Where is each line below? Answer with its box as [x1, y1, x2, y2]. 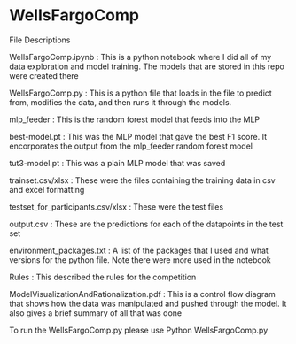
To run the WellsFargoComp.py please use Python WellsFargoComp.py [9, 325, 269, 335]
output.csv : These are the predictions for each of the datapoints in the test [9, 218, 284, 229]
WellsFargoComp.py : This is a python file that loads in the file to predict [9, 88, 272, 98]
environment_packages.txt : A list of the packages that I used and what [9, 245, 269, 256]
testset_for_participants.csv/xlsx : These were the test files [9, 201, 224, 212]
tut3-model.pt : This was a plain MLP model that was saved [9, 157, 226, 168]
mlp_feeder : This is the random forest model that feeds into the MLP [9, 114, 261, 125]
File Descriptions [9, 34, 71, 45]
